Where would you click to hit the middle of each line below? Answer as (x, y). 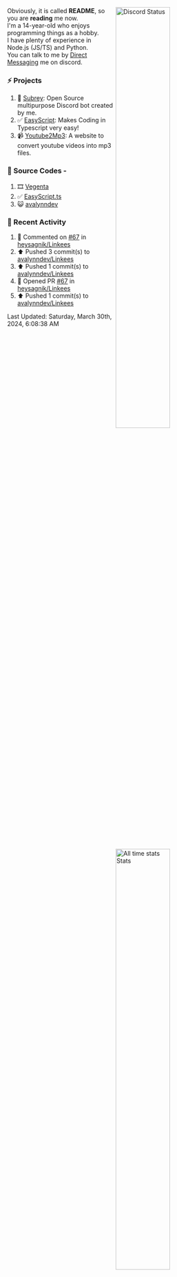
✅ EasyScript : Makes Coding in (61, 120)
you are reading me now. (43, 18)
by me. (27, 113)
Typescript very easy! (48, 128)
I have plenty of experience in (49, 40)
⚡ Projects (25, 80)
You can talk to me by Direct (47, 55)
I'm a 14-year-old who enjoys (49, 26)
